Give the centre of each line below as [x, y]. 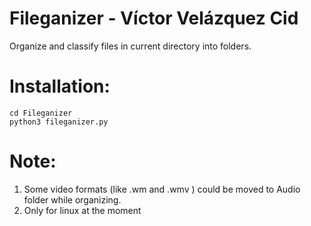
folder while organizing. [72, 199]
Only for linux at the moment [82, 210]
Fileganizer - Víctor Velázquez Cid [154, 18]
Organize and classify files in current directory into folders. [130, 46]
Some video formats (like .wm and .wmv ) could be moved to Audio [162, 189]
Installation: [60, 86]
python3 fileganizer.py [59, 122]
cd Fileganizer [41, 113]
